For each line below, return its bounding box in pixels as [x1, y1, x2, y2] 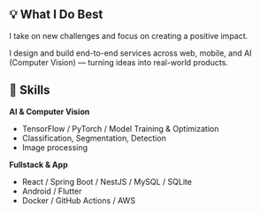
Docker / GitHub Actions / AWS [21, 194, 135, 206]
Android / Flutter [21, 186, 82, 196]
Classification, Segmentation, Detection [21, 133, 166, 143]
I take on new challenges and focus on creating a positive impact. [9, 30, 249, 41]
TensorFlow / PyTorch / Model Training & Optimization [21, 123, 219, 133]
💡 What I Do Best [9, 7, 103, 22]
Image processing [21, 141, 88, 153]
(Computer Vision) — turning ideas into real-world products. [9, 57, 228, 67]
